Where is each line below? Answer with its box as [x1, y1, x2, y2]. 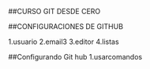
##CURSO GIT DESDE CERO [8, 7, 101, 16]
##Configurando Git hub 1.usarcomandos [8, 53, 143, 61]
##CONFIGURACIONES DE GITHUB [8, 22, 124, 31]
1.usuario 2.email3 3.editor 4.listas [8, 37, 120, 46]
